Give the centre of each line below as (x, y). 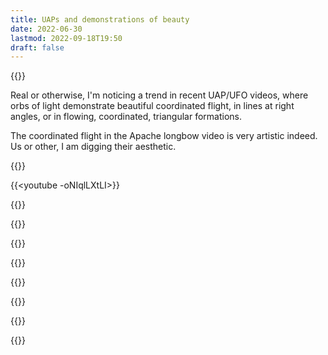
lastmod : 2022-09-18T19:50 (66, 38)
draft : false (37, 47)
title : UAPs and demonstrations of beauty (100, 19)
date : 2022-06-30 (46, 29)
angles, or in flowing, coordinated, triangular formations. (126, 117)
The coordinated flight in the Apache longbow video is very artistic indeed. (164, 136)
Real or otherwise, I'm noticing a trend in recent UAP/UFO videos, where (159, 95)
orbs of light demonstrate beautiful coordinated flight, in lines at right (152, 106)
